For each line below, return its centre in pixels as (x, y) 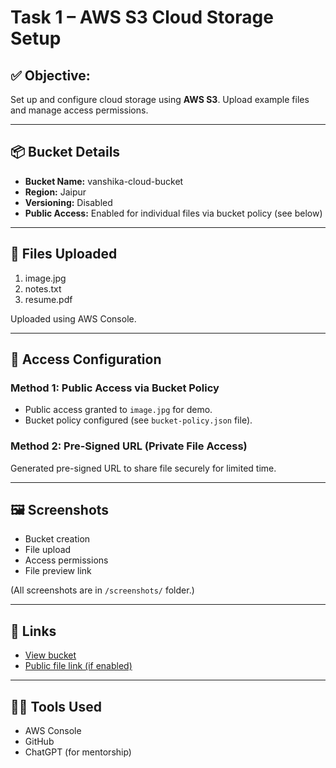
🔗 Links (33, 631)
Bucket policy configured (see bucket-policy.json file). (138, 420)
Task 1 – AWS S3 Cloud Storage (142, 17)
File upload (48, 550)
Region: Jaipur (55, 192)
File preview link (58, 571)
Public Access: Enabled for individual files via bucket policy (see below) (173, 213)
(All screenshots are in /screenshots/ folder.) (102, 590)
